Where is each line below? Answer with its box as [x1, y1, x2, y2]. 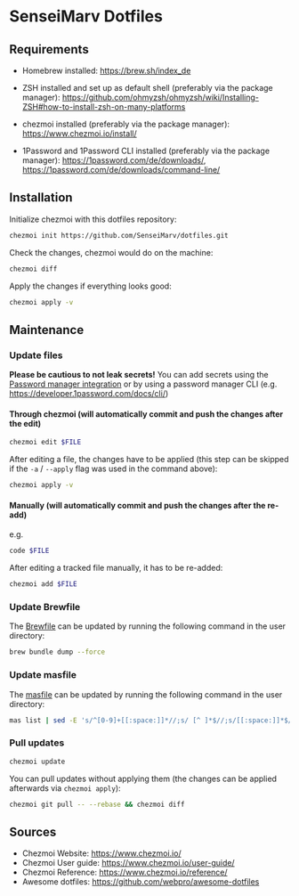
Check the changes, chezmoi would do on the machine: [9, 247, 214, 257]
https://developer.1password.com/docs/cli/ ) [9, 388, 169, 399]
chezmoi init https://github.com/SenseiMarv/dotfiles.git [9, 231, 229, 240]
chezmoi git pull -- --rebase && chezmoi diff [9, 800, 185, 809]
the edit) [9, 418, 42, 428]
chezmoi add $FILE [9, 580, 77, 589]
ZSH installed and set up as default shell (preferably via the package [21, 83, 273, 93]
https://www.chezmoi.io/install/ [21, 128, 137, 139]
